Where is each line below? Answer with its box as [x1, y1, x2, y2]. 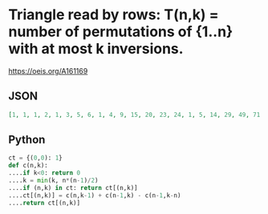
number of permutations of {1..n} [8, 22, 233, 41]
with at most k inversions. [8, 40, 184, 58]
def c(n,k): [8, 162, 48, 170]
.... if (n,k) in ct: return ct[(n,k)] [8, 184, 138, 192]
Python [8, 133, 46, 147]
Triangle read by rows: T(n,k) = [8, 6, 219, 24]
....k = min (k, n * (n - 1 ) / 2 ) [8, 176, 99, 185]
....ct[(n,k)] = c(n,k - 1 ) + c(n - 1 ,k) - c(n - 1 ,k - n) [8, 191, 181, 200]
